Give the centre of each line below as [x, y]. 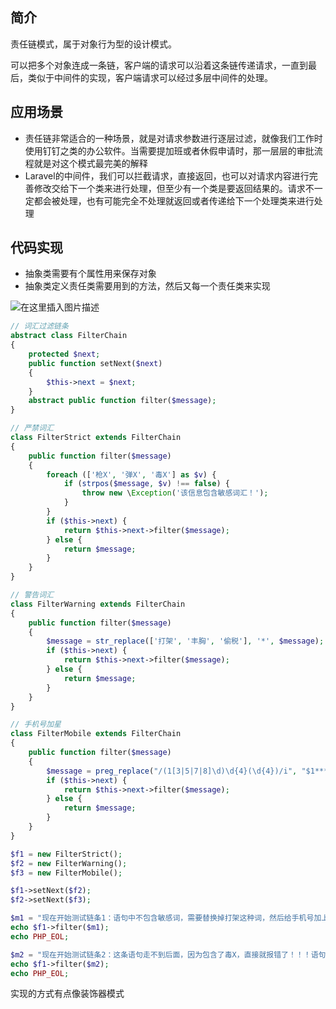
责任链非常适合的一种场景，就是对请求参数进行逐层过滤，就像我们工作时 [173, 138]
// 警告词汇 [32, 595]
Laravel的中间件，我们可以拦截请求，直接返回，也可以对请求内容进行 [167, 175]
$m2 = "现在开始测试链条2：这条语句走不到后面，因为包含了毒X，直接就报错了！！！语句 [168, 954]
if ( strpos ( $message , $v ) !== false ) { [146, 484]
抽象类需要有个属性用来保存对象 [90, 274]
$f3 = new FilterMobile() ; [66, 873]
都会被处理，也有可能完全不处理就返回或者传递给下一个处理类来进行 [174, 200]
